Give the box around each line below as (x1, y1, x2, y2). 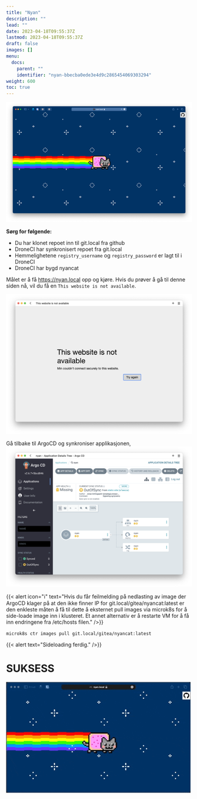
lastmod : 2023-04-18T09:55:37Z (6, 34, 83, 41)
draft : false (6, 41, 38, 47)
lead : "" (6, 22, 28, 28)
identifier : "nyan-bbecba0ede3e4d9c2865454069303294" (17, 72, 152, 78)
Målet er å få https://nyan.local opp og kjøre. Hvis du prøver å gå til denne (6, 276, 186, 283)
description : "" (6, 15, 46, 22)
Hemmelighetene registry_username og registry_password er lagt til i (14, 252, 182, 259)
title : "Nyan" (6, 9, 41, 15)
